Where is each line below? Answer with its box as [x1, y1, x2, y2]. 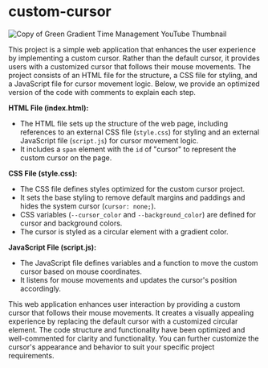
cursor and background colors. [19, 218, 123, 228]
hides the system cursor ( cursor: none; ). [19, 201, 156, 211]
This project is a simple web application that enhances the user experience [8, 44, 257, 54]
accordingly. [19, 283, 62, 293]
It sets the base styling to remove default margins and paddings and [19, 192, 246, 202]
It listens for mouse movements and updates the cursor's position [19, 275, 238, 284]
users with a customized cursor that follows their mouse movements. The [8, 61, 251, 71]
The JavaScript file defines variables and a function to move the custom [19, 258, 258, 267]
